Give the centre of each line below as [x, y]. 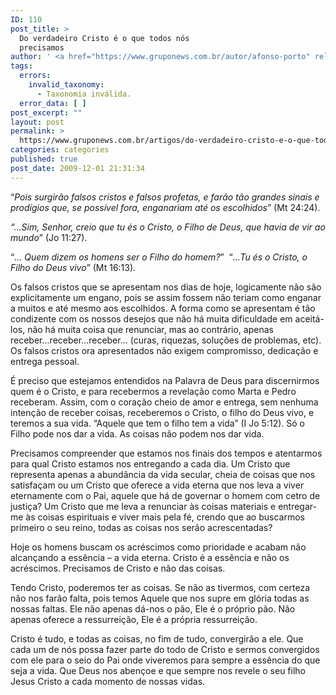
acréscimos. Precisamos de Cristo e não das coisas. [118, 568]
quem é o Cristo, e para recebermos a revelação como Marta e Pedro [153, 391]
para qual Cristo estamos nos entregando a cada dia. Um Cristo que [150, 463]
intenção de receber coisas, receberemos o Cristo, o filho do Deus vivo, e [162, 412]
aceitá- [309, 318]
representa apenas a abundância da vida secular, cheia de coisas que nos [163, 474]
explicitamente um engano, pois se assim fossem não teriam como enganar [166, 297]
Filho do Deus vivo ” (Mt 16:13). [73, 267]
